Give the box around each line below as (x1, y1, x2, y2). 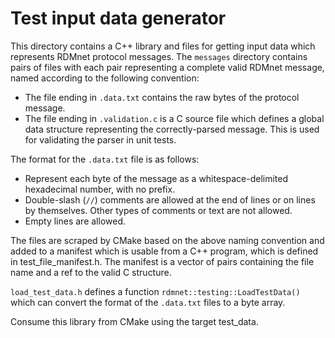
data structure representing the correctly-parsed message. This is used (24, 123, 320, 135)
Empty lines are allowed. (24, 215, 127, 227)
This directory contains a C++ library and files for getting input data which (10, 40, 316, 52)
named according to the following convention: (10, 72, 200, 84)
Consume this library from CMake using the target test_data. (10, 315, 259, 327)
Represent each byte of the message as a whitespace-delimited (24, 172, 289, 184)
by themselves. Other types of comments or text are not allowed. (24, 204, 293, 216)
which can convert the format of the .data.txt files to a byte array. (10, 296, 286, 308)
